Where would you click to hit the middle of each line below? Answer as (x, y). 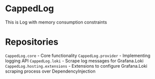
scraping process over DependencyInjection (50, 71)
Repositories (32, 42)
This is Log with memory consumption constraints (56, 22)
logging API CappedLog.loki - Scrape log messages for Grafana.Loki (74, 61)
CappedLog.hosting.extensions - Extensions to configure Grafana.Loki (76, 66)
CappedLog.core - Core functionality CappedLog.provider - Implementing (78, 55)
